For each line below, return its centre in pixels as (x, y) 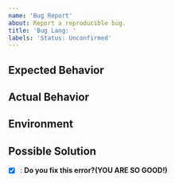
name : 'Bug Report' (41, 16)
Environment (41, 124)
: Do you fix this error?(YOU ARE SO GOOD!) (94, 170)
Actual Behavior (49, 97)
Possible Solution (52, 151)
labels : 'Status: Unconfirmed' (60, 38)
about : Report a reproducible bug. (67, 23)
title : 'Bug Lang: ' (43, 30)
